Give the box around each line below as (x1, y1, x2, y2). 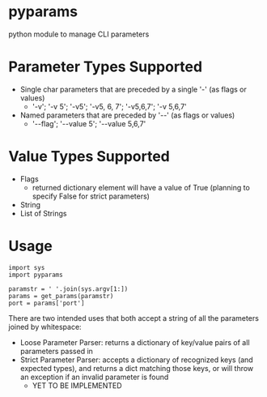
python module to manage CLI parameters (8, 29, 150, 39)
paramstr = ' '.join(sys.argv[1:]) (8, 284, 129, 293)
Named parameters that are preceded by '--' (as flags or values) (19, 110, 235, 120)
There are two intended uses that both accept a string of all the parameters (8, 313, 259, 322)
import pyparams (8, 271, 63, 279)
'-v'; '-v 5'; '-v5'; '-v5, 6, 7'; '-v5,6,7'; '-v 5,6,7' (32, 101, 188, 111)
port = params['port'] (8, 299, 85, 307)
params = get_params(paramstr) (8, 292, 114, 300)
